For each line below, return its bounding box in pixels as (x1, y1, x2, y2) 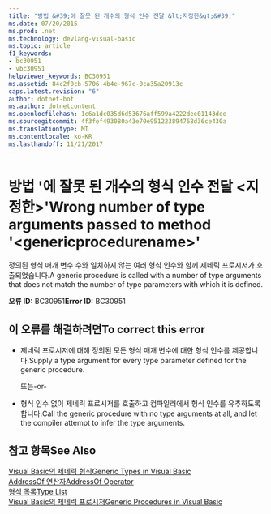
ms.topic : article (8, 42, 71, 50)
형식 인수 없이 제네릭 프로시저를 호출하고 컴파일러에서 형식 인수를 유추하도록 (19, 399, 261, 409)
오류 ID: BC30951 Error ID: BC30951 (8, 297, 126, 306)
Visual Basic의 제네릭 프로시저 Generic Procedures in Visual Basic (8, 497, 223, 507)
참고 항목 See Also (8, 443, 97, 457)
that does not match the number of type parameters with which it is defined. (8, 280, 264, 289)
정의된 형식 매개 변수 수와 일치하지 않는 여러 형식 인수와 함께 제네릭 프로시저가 (8, 260, 256, 270)
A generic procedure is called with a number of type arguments (49, 271, 262, 281)
